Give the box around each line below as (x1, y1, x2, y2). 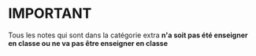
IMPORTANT (8, 5, 92, 23)
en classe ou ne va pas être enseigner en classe (8, 38, 168, 47)
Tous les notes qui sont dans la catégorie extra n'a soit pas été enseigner (8, 30, 248, 40)
